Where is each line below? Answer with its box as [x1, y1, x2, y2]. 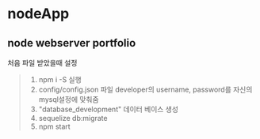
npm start [38, 122, 71, 131]
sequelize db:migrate [38, 114, 108, 122]
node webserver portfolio [7, 36, 136, 50]
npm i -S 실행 [38, 75, 82, 84]
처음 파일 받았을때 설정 [7, 58, 78, 67]
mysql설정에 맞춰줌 [38, 95, 100, 103]
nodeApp [7, 5, 70, 23]
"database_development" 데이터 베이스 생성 [38, 104, 179, 114]
